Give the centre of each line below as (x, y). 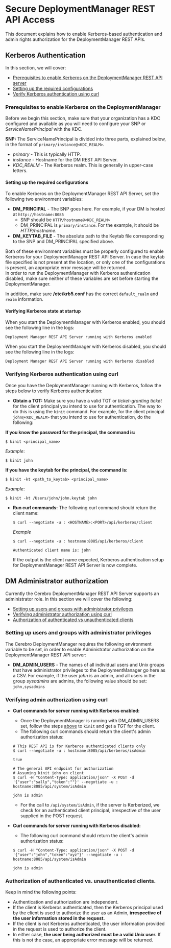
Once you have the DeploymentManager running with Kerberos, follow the (83, 385)
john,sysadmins (29, 687)
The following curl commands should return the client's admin (86, 731)
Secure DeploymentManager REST (80, 9)
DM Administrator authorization (57, 581)
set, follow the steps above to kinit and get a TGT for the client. (88, 726)
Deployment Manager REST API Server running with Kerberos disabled (80, 361)
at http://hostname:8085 (38, 215)
